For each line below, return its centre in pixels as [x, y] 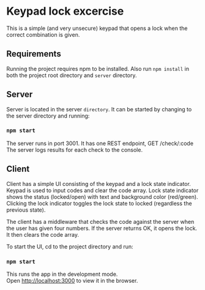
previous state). [26, 210]
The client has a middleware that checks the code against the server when [100, 221]
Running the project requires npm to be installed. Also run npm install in [98, 69]
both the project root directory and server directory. [72, 75]
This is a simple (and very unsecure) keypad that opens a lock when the [97, 28]
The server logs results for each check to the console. [74, 150]
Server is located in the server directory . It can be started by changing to [99, 109]
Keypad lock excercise [65, 11]
